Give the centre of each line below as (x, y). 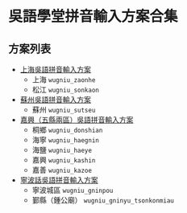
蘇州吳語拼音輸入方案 (55, 100)
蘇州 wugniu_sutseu (64, 110)
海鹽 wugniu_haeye (62, 150)
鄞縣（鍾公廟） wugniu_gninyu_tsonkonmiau (103, 200)
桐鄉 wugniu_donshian (67, 130)
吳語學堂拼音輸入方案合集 (93, 16)
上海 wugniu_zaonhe (64, 80)
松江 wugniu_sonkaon (65, 90)
